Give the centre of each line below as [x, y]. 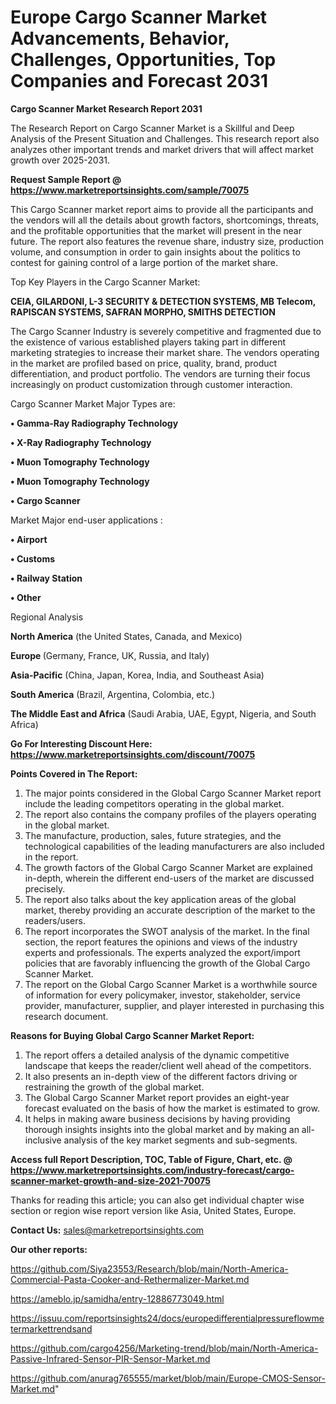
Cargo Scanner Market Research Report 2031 [106, 108]
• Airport [29, 539]
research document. [66, 1016]
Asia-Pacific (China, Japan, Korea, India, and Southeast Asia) [137, 675]
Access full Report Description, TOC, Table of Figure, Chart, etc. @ [151, 1159]
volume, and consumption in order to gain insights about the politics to [155, 252]
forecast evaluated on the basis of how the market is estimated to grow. [172, 1108]
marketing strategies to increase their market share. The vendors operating [165, 352]
